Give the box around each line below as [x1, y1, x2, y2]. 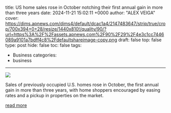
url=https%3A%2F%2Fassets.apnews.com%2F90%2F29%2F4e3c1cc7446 [5, 32, 164, 37]
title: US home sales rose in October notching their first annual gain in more [5, 5, 163, 10]
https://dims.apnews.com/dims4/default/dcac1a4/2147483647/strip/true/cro [5, 20, 166, 26]
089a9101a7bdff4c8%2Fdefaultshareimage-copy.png [5, 37, 118, 43]
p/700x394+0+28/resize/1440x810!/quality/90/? [5, 26, 107, 32]
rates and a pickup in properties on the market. [5, 93, 104, 98]
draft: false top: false [118, 37, 162, 43]
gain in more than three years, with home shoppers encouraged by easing [5, 87, 160, 93]
